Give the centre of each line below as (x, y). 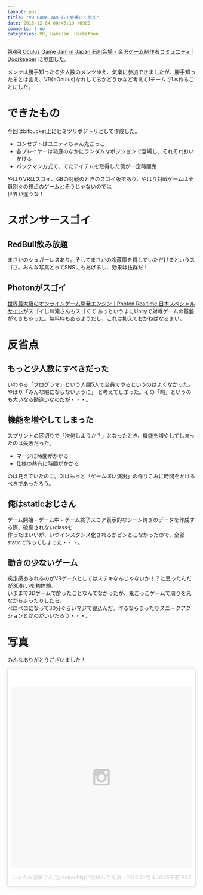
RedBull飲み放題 (38, 244)
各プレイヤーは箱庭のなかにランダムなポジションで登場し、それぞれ (100, 151)
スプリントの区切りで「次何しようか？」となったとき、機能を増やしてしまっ (101, 435)
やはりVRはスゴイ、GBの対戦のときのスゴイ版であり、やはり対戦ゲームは (98, 179)
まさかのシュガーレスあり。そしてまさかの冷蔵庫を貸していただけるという (99, 260)
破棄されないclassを (48, 527)
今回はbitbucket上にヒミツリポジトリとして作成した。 (74, 131)
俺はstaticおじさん (42, 504)
